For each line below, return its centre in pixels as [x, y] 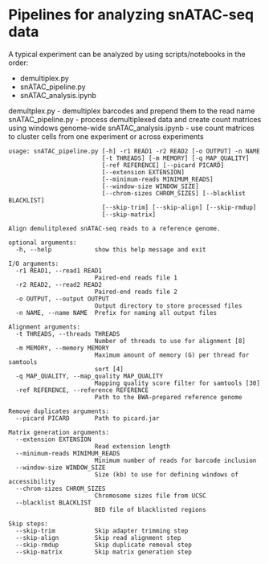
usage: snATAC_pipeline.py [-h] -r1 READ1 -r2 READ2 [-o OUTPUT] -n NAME [134, 151]
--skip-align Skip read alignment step [98, 537]
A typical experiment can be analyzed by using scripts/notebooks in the [127, 54]
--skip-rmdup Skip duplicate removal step [104, 545]
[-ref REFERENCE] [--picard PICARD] [163, 165]
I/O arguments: [34, 264]
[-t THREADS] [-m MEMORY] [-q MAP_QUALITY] [175, 158]
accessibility [32, 481]
